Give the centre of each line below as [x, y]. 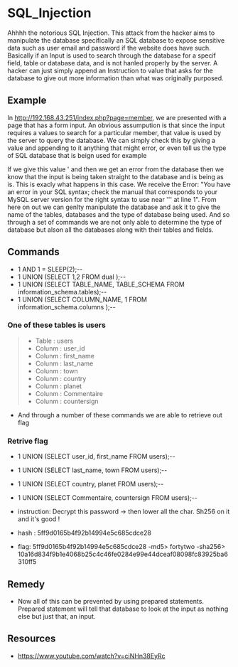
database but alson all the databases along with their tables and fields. [110, 230]
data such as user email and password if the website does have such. [109, 48]
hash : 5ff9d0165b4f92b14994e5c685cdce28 [84, 533]
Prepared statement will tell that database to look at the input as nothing [123, 609]
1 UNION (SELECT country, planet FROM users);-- [91, 484]
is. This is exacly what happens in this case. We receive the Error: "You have [119, 184]
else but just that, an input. [56, 616]
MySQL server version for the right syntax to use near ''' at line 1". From [112, 199]
